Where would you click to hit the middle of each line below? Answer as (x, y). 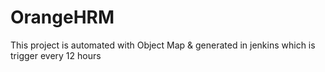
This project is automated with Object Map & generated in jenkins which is (163, 45)
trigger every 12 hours (56, 55)
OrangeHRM (62, 17)
